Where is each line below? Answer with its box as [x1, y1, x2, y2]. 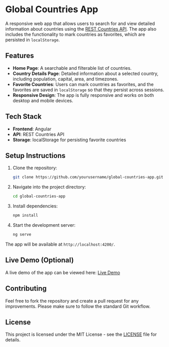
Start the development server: [12, 222, 76, 228]
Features [5, 51, 34, 60]
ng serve [12, 232, 32, 237]
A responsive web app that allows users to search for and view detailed [5, 20, 155, 26]
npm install [12, 213, 38, 218]
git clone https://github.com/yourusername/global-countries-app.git [12, 175, 164, 180]
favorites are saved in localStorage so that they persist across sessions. [12, 87, 164, 93]
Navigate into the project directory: [12, 184, 87, 190]
